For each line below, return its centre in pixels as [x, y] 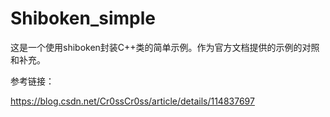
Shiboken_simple [83, 18]
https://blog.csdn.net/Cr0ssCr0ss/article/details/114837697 [132, 101]
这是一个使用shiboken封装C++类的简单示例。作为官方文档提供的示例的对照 [165, 47]
